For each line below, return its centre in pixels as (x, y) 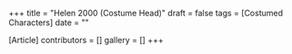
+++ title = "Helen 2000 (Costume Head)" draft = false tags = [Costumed (146, 13)
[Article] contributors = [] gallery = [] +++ (86, 40)
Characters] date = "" (49, 22)
